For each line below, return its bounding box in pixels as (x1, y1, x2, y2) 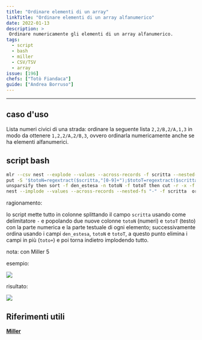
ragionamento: (6, 199, 43, 206)
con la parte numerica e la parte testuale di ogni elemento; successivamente (6, 224, 196, 231)
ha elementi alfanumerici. (6, 138, 69, 145)
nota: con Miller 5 (6, 248, 50, 256)
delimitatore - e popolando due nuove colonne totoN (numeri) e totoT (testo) (6, 217, 196, 224)
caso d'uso (6, 110, 49, 120)
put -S (6, 177, 23, 184)
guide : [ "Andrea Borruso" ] (6, 82, 74, 88)
